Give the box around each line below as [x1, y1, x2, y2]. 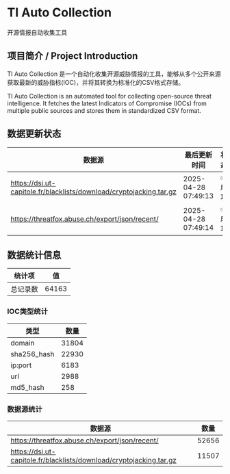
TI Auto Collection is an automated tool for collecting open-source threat [7, 92, 212, 100]
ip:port [10, 360, 32, 370]
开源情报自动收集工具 [7, 28, 67, 36]
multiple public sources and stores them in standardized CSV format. [7, 106, 202, 114]
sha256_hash [10, 349, 55, 358]
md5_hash [10, 382, 44, 392]
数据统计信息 [7, 249, 62, 261]
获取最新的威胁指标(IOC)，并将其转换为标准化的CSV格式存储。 [7, 78, 185, 86]
